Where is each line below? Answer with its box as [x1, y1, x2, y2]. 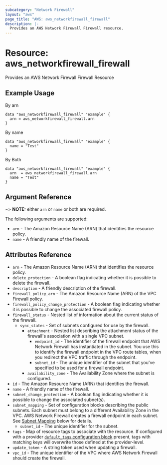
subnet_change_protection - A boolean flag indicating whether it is [12, 391, 149, 397]
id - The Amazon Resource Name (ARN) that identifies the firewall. [12, 381, 150, 387]
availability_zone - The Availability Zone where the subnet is [27, 370, 155, 376]
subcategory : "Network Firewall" [5, 7, 75, 12]
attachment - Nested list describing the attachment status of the [27, 328, 159, 334]
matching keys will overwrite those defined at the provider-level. [12, 439, 145, 445]
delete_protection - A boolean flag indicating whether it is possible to [12, 274, 157, 280]
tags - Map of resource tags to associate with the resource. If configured [12, 428, 163, 435]
